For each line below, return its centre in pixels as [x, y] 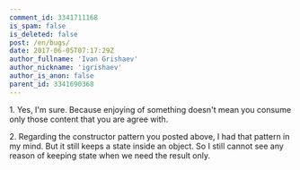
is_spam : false [38, 26]
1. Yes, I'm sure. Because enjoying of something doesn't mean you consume [150, 109]
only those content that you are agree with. [89, 119]
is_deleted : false [44, 34]
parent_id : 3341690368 [52, 84]
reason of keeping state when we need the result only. [110, 155]
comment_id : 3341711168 [54, 17]
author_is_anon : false [52, 76]
